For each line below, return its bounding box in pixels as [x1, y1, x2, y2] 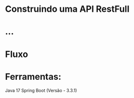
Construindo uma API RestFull [5, 3, 130, 15]
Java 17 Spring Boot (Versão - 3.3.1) [5, 87, 77, 93]
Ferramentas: [5, 71, 61, 82]
